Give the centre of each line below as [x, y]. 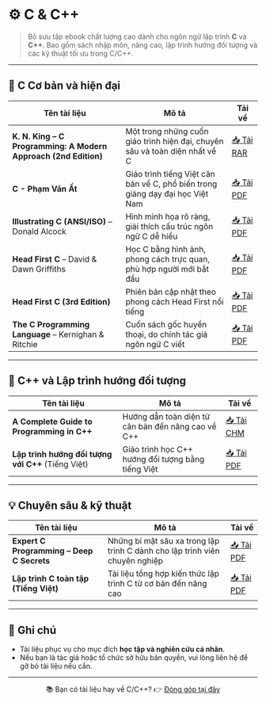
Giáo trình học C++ [158, 449]
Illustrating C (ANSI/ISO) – [62, 221]
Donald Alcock [40, 231]
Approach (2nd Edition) [57, 156]
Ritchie [25, 344]
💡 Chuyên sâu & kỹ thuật [70, 505]
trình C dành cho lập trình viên [164, 551]
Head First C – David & [55, 259]
